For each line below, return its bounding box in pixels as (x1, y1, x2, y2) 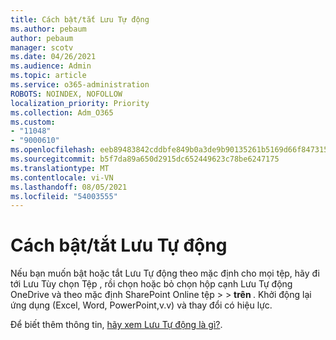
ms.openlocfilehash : (10, 145, 97, 155)
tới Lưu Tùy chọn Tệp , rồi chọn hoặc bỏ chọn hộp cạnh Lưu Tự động (10, 278, 293, 290)
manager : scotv (10, 42, 74, 53)
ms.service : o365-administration (10, 80, 150, 90)
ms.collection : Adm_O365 (10, 107, 114, 118)
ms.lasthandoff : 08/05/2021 (10, 182, 128, 192)
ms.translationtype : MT (10, 163, 110, 173)
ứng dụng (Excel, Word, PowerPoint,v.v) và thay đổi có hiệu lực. (10, 299, 273, 311)
